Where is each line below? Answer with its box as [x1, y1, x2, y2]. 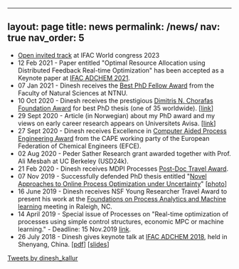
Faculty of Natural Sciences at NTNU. [17, 88, 128, 97]
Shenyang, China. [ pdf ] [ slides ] [17, 240, 110, 248]
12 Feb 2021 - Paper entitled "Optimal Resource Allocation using [17, 58, 206, 67]
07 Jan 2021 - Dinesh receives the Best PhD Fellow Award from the [17, 81, 215, 90]
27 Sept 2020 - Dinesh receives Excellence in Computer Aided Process [17, 126, 227, 135]
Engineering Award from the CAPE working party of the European [17, 134, 210, 142]
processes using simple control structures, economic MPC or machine [17, 217, 224, 226]
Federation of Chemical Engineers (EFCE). [17, 142, 142, 150]
